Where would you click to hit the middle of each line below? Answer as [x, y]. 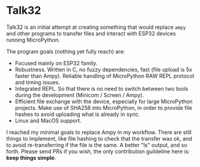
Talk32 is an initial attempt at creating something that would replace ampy [96, 27]
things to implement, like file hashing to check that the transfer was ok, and [99, 138]
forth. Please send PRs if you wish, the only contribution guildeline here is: [98, 151]
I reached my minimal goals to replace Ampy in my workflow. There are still [99, 132]
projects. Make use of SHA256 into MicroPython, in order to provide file [103, 108]
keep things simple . [31, 157]
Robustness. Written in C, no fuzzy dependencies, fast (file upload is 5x [104, 69]
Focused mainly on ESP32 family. [56, 63]
